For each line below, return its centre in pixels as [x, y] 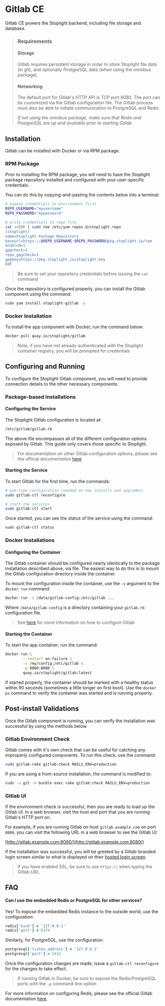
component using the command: [39, 294]
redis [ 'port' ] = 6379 [28, 931]
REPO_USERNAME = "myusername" [34, 209]
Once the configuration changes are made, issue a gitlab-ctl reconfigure [82, 964]
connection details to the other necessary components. [62, 384]
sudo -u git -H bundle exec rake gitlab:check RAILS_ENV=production [78, 783]
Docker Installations [30, 540]
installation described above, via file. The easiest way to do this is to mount [82, 568]
